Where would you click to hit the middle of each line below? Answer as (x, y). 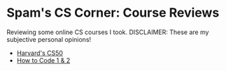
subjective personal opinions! (49, 39)
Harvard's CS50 (40, 53)
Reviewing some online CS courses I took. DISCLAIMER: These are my (108, 32)
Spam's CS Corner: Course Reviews (113, 13)
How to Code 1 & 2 (43, 60)
